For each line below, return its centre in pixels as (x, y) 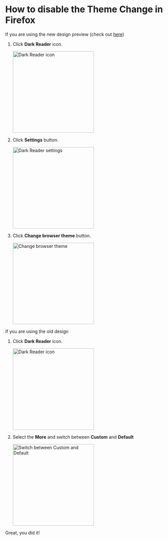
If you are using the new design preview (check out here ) (65, 34)
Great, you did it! (23, 532)
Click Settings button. (35, 140)
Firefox (20, 20)
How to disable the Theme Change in (84, 9)
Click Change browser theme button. (52, 236)
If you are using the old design (37, 331)
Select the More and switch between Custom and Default (73, 437)
